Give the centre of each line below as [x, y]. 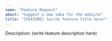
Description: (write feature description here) [51, 33]
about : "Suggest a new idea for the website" [54, 14]
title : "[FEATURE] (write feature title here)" [57, 19]
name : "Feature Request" [31, 10]
